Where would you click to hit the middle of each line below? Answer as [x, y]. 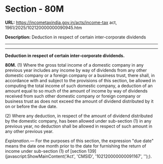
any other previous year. [29, 131]
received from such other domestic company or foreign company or [73, 96]
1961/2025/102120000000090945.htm [44, 27]
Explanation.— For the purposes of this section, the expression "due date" [79, 141]
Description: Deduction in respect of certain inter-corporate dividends [76, 37]
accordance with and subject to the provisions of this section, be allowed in [81, 80]
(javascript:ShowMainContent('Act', [41, 156]
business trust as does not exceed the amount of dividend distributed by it [79, 101]
